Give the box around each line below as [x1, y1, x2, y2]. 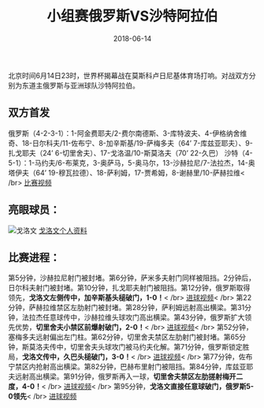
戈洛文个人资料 [38, 226, 87, 235]
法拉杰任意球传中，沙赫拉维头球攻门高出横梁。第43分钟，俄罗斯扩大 [21, 313, 245, 322]
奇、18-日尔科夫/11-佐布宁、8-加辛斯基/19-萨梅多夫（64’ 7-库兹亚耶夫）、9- [8, 138, 254, 148]
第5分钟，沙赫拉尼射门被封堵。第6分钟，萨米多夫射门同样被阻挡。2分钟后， [8, 273, 256, 283]
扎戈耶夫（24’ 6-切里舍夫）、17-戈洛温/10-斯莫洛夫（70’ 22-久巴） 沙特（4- [8, 148, 254, 158]
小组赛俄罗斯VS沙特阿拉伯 [46, 7, 218, 25]
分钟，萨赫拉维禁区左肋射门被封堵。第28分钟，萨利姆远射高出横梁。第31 [8, 303, 245, 313]
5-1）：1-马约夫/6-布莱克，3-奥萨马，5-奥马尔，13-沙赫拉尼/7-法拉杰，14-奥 [8, 158, 255, 167]
